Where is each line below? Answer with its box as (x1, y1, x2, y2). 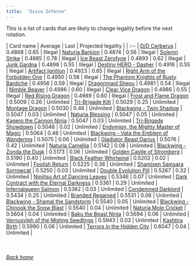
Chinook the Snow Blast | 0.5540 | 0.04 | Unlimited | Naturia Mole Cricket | (6, 204, 187, 211)
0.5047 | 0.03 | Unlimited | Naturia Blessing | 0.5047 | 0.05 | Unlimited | (6, 111, 178, 118)
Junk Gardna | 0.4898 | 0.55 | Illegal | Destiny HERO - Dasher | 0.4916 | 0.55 (6, 61, 191, 68)
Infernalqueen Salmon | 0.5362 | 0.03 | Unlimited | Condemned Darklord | (6, 185, 184, 192)
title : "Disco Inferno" (6, 8, 67, 15)
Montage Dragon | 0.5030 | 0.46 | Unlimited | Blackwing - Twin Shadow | (6, 104, 183, 111)
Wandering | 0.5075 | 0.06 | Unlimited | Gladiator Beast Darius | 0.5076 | (6, 135, 180, 142)
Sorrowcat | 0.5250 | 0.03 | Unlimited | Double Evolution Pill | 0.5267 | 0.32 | (6, 166, 190, 173)
